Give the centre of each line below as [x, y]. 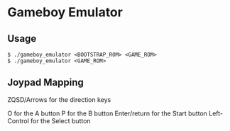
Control [18, 120]
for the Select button [61, 120]
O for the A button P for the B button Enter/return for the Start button [108, 113]
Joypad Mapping [45, 82]
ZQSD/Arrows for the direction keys [59, 99]
